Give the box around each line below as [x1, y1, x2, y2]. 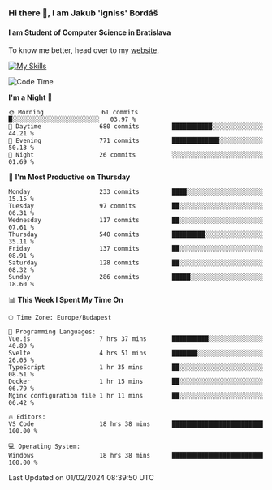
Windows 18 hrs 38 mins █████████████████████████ [8, 452, 264, 460]
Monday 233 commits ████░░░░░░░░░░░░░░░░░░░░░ [8, 188, 264, 196]
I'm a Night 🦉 [8, 92, 53, 102]
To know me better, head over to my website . [8, 45, 160, 55]
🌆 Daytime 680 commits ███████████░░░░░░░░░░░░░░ [8, 122, 264, 131]
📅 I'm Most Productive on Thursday [8, 172, 131, 182]
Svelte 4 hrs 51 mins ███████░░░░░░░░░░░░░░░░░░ [8, 349, 264, 358]
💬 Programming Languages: [8, 328, 96, 336]
